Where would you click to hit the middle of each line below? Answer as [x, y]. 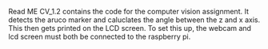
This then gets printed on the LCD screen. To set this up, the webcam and [130, 28]
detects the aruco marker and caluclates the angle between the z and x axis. [134, 20]
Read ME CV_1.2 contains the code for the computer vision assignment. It [129, 11]
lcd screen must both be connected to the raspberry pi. [100, 36]
